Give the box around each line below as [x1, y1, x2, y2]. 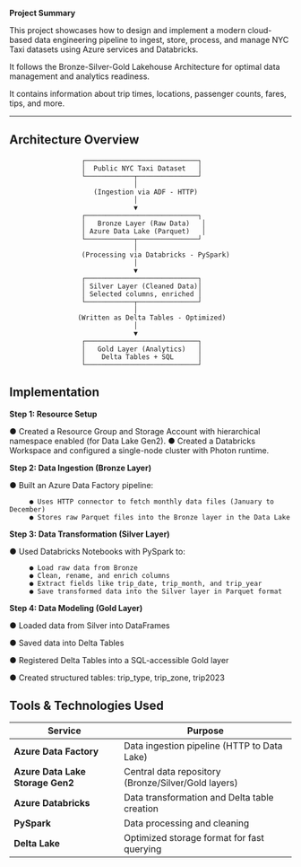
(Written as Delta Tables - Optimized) [77, 313, 227, 322]
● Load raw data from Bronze [29, 563, 139, 573]
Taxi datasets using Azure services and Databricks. [9, 44, 199, 55]
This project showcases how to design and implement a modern [9, 25, 246, 35]
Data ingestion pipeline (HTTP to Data [124, 740, 283, 752]
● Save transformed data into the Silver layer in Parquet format [29, 587, 282, 596]
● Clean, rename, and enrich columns [29, 571, 170, 580]
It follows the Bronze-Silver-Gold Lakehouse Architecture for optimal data [9, 62, 280, 72]
